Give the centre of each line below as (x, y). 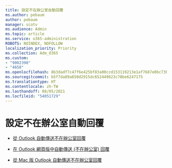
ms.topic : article (25, 34)
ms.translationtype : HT (31, 82)
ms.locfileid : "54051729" (33, 96)
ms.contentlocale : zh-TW (32, 86)
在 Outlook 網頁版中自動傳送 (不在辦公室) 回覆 (61, 149)
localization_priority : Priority (41, 48)
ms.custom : (17, 58)
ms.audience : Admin (26, 29)
